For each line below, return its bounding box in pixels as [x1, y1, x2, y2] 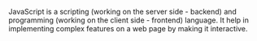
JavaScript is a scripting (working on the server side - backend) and [8, 7, 237, 16]
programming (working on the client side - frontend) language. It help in [8, 15, 250, 25]
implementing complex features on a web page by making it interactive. [8, 24, 248, 33]
